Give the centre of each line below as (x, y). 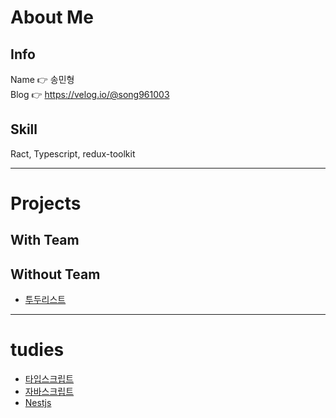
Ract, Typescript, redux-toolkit (73, 153)
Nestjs (38, 403)
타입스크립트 (49, 379)
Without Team (55, 274)
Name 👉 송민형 (42, 79)
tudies (37, 350)
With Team (45, 240)
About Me (52, 17)
